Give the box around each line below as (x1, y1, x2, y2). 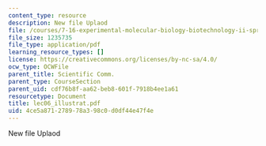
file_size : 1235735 (8, 33, 73, 42)
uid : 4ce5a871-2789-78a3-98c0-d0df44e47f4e (8, 107, 154, 115)
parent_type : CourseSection (8, 77, 101, 85)
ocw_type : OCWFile (8, 63, 69, 71)
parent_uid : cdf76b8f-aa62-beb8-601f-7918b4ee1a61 (8, 84, 179, 93)
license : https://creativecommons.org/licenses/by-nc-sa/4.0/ (8, 56, 218, 64)
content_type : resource (8, 11, 87, 20)
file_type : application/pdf (8, 41, 101, 49)
